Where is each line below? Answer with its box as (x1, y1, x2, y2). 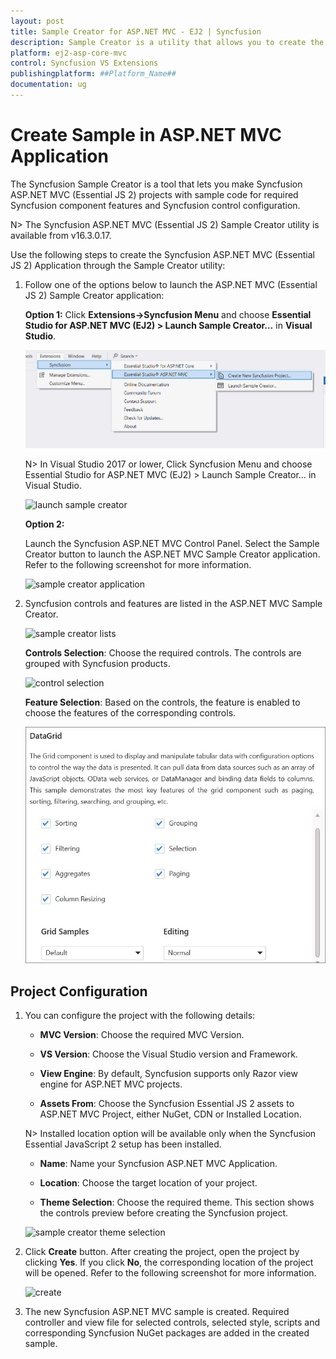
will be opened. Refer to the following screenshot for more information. (24, 1267, 317, 1279)
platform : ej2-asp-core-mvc (10, 48, 128, 58)
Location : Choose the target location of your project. (39, 1177, 258, 1189)
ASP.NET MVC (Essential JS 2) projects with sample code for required (10, 188, 299, 200)
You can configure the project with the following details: (24, 1010, 256, 1022)
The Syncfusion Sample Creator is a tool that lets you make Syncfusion (10, 178, 303, 190)
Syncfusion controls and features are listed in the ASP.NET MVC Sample (24, 598, 323, 609)
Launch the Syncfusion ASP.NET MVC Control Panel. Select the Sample (24, 538, 320, 549)
